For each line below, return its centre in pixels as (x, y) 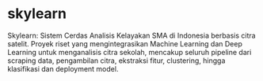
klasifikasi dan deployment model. (63, 68)
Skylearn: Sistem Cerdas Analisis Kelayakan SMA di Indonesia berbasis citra (131, 35)
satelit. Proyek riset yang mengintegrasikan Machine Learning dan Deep (125, 43)
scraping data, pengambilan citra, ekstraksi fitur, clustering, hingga (116, 61)
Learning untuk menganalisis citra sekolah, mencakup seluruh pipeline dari (130, 52)
